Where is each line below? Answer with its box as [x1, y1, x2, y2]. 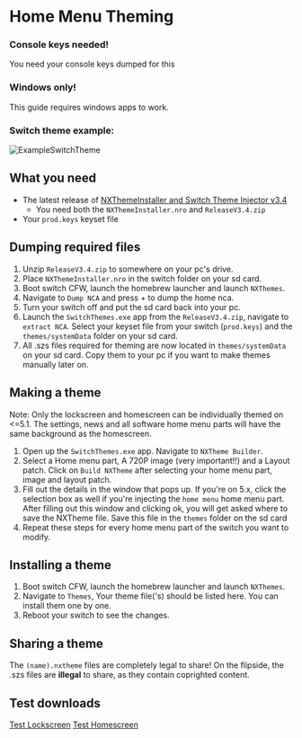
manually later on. [22, 359, 89, 369]
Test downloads [9, 695, 102, 711]
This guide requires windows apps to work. [9, 102, 169, 112]
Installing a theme [9, 557, 112, 573]
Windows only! [9, 81, 76, 93]
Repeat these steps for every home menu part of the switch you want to [22, 521, 289, 532]
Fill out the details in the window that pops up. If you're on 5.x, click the [22, 484, 287, 494]
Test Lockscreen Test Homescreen [9, 719, 139, 730]
